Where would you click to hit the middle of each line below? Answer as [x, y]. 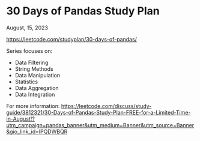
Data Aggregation [37, 88]
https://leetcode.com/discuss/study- [106, 106]
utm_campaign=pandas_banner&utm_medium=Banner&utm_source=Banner [100, 125]
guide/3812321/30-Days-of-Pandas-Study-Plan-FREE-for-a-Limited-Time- [98, 112]
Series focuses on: [29, 51]
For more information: [33, 106]
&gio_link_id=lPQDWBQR [37, 131]
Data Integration [35, 94]
